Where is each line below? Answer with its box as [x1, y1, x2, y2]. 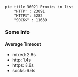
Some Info [5, 28, 30, 35]
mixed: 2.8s [12, 52, 36, 58]
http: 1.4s [12, 57, 31, 63]
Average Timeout [5, 41, 41, 47]
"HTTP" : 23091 [14, 9, 45, 14]
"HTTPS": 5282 [14, 13, 43, 18]
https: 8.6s [12, 62, 34, 68]
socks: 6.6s [12, 68, 36, 74]
